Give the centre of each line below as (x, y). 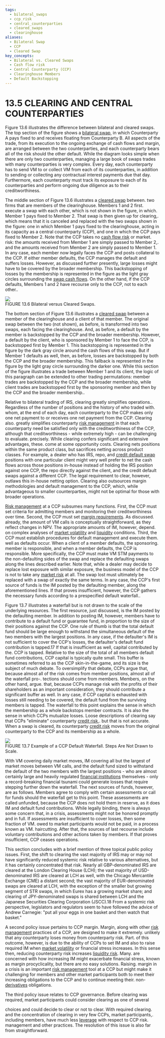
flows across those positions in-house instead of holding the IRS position (79, 465)
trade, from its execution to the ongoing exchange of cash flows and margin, (83, 143)
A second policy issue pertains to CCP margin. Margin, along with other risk (82, 927)
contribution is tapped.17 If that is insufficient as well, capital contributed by (82, 647)
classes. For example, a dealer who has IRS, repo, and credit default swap (80, 454)
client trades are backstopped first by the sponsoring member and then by (81, 387)
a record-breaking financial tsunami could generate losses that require (77, 782)
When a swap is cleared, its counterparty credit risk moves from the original (82, 726)
